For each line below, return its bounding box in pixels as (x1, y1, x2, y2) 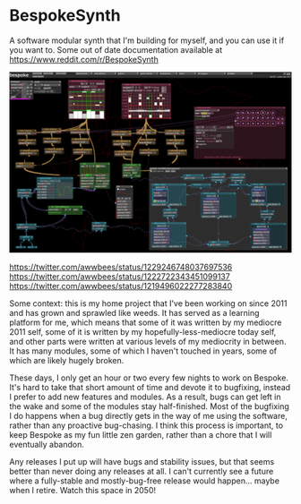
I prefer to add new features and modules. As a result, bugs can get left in (9, 391, 281, 402)
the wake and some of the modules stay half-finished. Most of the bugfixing (9, 400, 289, 412)
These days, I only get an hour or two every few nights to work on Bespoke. (9, 372, 289, 383)
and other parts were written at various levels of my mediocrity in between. (9, 336, 287, 346)
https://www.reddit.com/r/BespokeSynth (9, 54, 159, 64)
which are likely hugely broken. (9, 355, 125, 365)
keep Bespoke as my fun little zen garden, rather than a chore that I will (9, 429, 272, 440)
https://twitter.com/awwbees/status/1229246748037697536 (9, 261, 233, 272)
